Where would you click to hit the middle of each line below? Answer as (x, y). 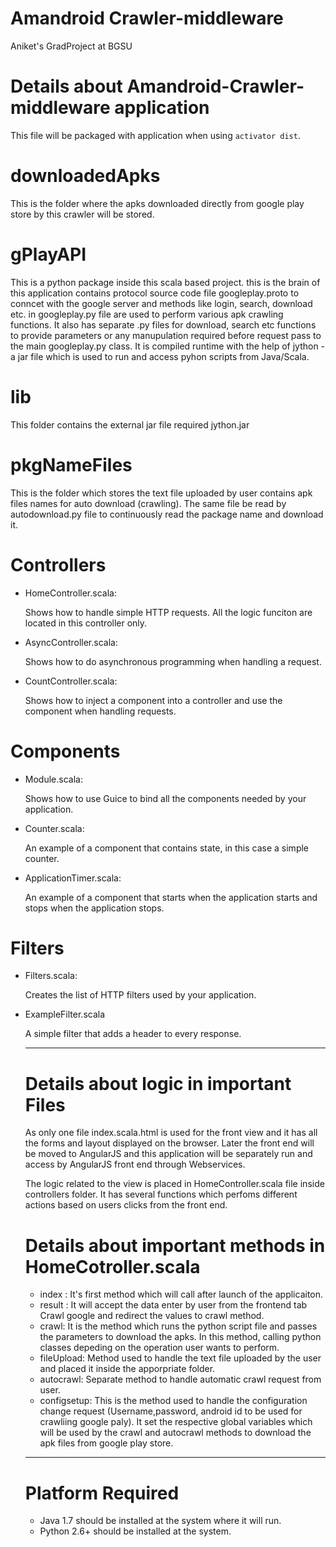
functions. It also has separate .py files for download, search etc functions (163, 324)
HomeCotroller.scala (112, 1266)
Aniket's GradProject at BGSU (71, 46)
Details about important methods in (175, 1245)
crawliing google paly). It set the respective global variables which (176, 1422)
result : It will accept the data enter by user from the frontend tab (173, 1305)
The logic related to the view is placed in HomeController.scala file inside (174, 1184)
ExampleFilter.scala (65, 1014)
